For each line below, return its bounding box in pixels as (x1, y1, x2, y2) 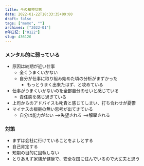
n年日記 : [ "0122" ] (5, 30, 40, 35)
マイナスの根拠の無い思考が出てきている (12, 106, 93, 112)
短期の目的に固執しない (12, 150, 59, 156)
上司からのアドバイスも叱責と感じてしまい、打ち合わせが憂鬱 (12, 100, 136, 106)
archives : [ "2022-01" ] (5, 25, 51, 30)
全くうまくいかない (19, 69, 58, 76)
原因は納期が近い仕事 (12, 63, 55, 69)
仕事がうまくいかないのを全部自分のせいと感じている (12, 88, 119, 94)
